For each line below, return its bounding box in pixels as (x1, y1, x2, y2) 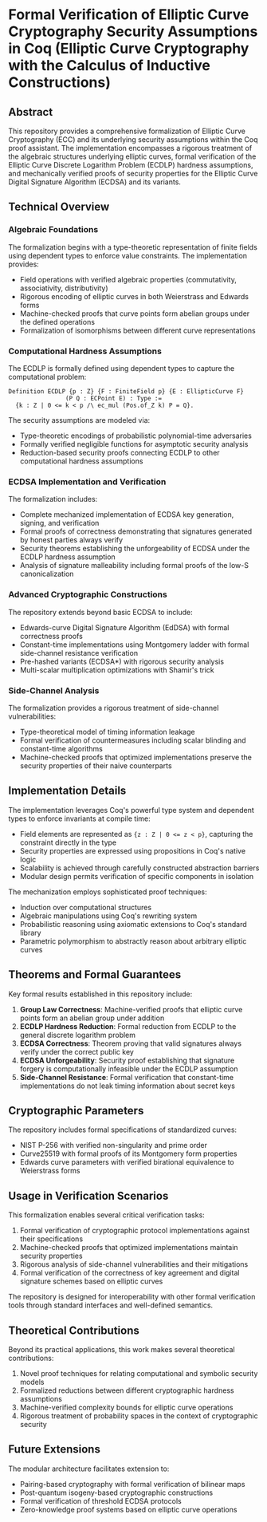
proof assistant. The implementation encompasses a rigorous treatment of (8, 144, 253, 152)
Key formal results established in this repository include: (8, 989, 193, 999)
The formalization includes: (8, 495, 98, 504)
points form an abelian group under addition (19, 1013, 165, 1023)
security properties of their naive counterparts (19, 760, 173, 771)
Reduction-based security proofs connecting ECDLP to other (19, 448, 221, 457)
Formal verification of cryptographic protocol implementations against (19, 1226, 250, 1236)
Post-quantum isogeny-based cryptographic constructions (19, 1488, 214, 1497)
